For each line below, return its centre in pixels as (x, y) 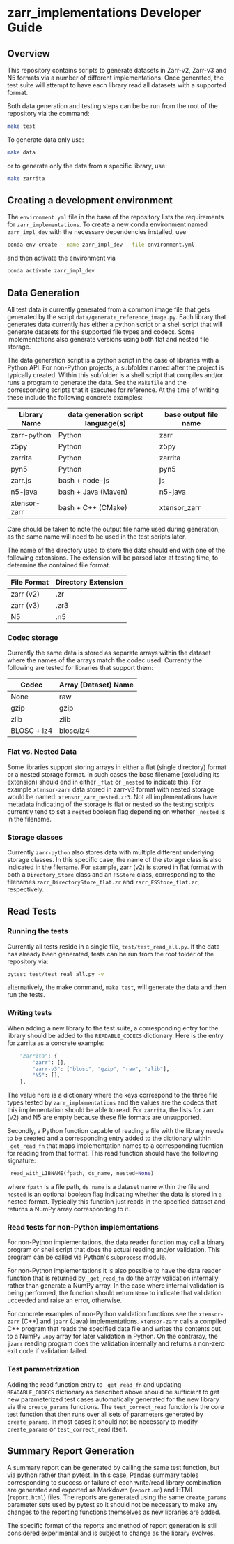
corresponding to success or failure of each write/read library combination (114, 1483)
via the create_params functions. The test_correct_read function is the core (116, 1406)
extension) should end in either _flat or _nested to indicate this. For (104, 782)
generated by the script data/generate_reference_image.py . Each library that (117, 317)
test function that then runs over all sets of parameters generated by (105, 1414)
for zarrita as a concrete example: (56, 1043)
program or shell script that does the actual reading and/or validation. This (114, 1250)
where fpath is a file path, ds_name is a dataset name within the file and (108, 1187)
